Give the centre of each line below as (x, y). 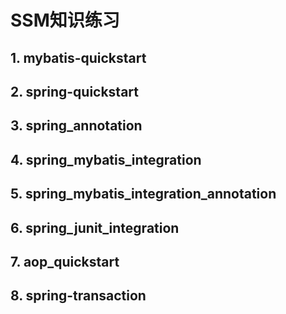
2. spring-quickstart (75, 91)
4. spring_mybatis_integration (106, 159)
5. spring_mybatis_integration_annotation (143, 194)
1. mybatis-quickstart (78, 57)
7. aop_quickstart (65, 261)
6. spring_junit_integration (95, 227)
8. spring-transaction (78, 296)
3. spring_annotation (76, 126)
